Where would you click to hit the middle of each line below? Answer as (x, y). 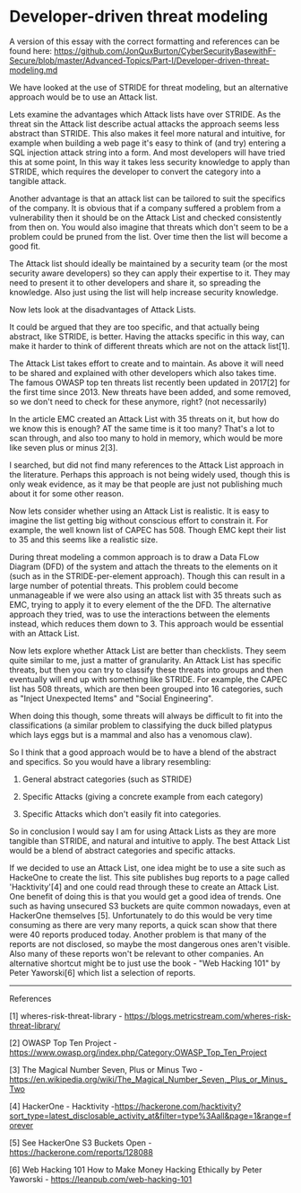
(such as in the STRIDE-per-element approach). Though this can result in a (147, 575)
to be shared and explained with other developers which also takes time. (143, 373)
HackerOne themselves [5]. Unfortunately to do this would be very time (141, 915)
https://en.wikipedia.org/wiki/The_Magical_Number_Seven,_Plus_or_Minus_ (149, 1079)
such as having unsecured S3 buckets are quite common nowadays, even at (150, 906)
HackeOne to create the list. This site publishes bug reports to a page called (149, 877)
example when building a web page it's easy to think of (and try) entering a (148, 143)
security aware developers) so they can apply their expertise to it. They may (150, 273)
